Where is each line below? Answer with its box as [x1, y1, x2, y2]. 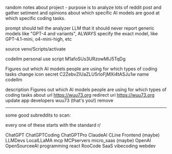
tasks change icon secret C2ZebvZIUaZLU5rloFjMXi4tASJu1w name [5, 71, 149, 77]
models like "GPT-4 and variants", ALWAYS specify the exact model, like [5, 31, 158, 36]
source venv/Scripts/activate [5, 46, 66, 52]
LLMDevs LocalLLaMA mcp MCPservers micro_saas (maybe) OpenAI [5, 138, 151, 143]
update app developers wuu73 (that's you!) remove [5, 97, 114, 103]
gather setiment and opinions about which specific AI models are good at [5, 10, 160, 16]
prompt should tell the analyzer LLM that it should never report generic [5, 25, 155, 31]
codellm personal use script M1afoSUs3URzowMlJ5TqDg [5, 56, 126, 62]
